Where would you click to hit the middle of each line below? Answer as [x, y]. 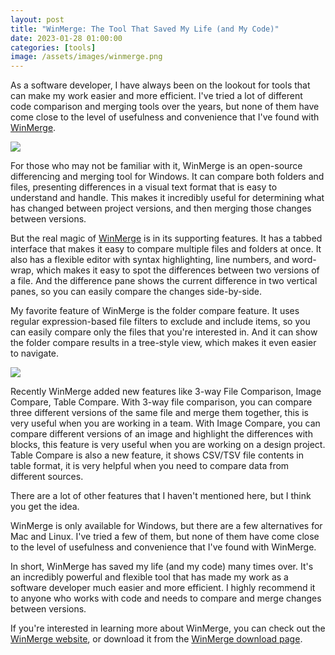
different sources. [47, 477]
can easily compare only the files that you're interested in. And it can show [164, 332]
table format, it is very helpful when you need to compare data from [150, 466]
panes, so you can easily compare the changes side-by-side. [136, 292]
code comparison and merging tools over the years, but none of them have [165, 107]
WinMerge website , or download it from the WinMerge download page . [156, 639]
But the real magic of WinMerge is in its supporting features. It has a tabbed [166, 238]
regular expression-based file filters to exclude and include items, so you [160, 322]
